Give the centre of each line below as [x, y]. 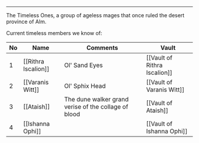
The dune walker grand [97, 99]
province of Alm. [26, 22]
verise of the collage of [96, 107]
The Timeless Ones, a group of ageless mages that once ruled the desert [95, 15]
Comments [102, 48]
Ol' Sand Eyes [84, 65]
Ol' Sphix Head [85, 86]
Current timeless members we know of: [54, 33]
